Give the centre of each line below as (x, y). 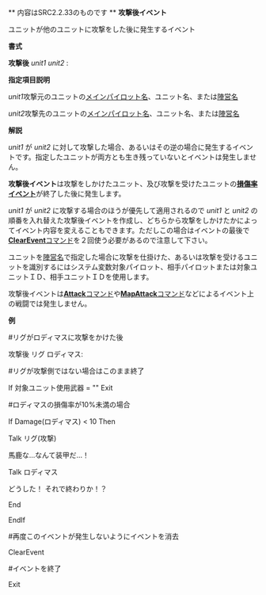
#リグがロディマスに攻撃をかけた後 (66, 337)
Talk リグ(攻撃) (32, 438)
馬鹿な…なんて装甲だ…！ (49, 455)
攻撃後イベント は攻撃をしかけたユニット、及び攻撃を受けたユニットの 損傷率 (133, 184)
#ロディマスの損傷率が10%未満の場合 (69, 404)
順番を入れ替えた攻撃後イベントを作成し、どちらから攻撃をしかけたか (123, 220)
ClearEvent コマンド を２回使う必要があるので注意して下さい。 (110, 240)
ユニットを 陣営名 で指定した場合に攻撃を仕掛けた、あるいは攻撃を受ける (126, 257)
